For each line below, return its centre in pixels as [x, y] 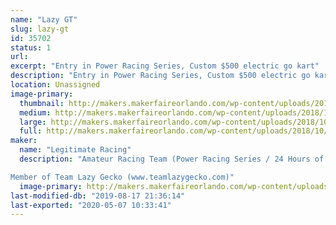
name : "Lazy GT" [44, 19]
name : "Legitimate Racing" [75, 150]
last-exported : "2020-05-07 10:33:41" [91, 205]
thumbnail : [42, 103]
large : [33, 122]
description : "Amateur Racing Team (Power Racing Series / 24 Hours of [172, 159]
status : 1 [31, 47]
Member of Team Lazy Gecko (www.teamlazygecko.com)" [122, 177]
